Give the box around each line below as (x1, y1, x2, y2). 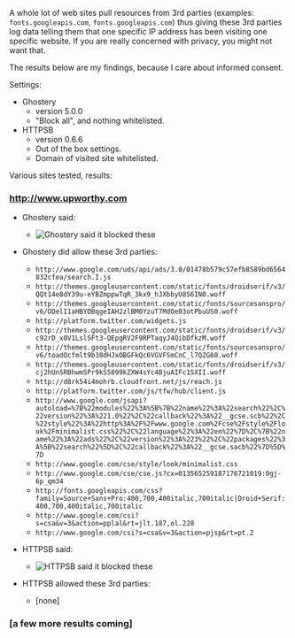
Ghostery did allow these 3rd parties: (21, 247, 158, 258)
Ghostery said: (21, 212, 76, 223)
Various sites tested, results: (9, 170, 113, 181)
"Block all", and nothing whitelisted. (35, 115, 166, 126)
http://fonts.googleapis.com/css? (35, 487, 163, 496)
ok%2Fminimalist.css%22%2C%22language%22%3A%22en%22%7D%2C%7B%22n (35, 427, 286, 436)
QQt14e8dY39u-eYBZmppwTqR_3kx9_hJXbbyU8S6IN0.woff (35, 290, 227, 299)
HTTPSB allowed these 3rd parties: (21, 579, 151, 589)
